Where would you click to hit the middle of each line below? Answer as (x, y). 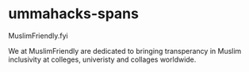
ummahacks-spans (73, 14)
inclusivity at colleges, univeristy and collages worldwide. (102, 59)
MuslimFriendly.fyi (38, 36)
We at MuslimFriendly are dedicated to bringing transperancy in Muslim (125, 51)
